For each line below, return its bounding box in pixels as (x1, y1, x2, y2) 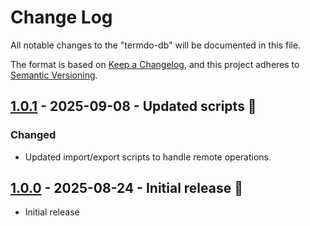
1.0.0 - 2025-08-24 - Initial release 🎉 (10, 180, 243, 197)
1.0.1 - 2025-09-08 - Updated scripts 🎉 (10, 98, 257, 115)
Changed (10, 128, 57, 142)
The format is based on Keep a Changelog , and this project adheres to (10, 58, 300, 70)
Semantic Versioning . (10, 69, 98, 81)
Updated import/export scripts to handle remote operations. (24, 151, 272, 163)
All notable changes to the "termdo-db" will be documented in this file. (10, 39, 302, 51)
